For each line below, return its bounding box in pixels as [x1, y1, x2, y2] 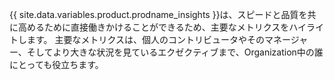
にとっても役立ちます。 [9, 59, 104, 70]
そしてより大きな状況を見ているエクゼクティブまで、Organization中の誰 [26, 46, 324, 58]
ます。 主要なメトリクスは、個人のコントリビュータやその [26, 34, 266, 45]
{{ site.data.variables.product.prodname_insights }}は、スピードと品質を [9, 9, 308, 20]
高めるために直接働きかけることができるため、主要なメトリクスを [17, 21, 290, 33]
